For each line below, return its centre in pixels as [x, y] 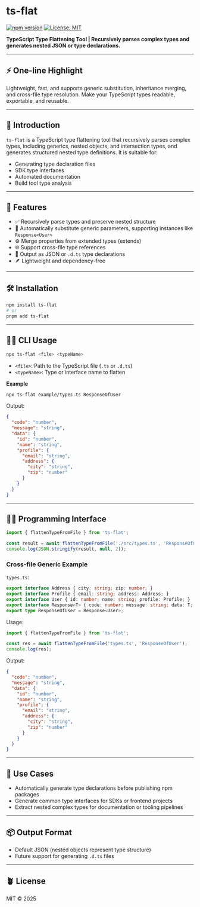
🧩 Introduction [33, 125]
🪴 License [26, 881]
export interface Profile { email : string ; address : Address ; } [87, 594]
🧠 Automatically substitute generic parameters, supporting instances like [104, 228]
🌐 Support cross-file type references [60, 248]
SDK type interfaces [39, 170]
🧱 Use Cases [30, 773]
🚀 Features [26, 207]
